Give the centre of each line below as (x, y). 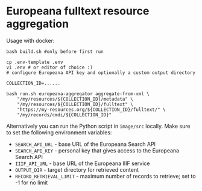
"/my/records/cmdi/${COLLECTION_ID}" (65, 115)
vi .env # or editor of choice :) (50, 67)
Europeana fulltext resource (78, 11)
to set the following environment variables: (59, 132)
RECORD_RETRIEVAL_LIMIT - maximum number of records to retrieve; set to (105, 176)
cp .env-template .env (35, 62)
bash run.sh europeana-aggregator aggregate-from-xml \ (78, 94)
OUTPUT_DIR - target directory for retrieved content (77, 169)
